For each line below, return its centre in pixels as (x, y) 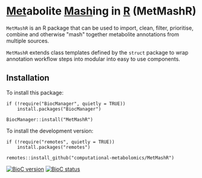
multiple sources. (28, 41)
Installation (28, 78)
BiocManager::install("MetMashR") (50, 119)
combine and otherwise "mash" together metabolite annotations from (93, 34)
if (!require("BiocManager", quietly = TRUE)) (66, 104)
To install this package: (35, 93)
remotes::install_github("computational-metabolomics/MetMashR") (90, 158)
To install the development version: (50, 131)
